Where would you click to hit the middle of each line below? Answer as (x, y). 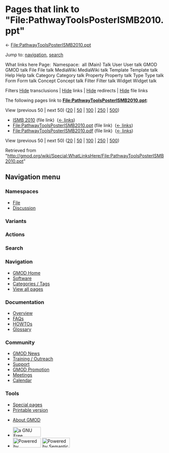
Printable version (30, 410)
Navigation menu (33, 177)
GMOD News (26, 354)
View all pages (28, 289)
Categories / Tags (31, 284)
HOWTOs (23, 324)
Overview (23, 313)
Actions (15, 235)
